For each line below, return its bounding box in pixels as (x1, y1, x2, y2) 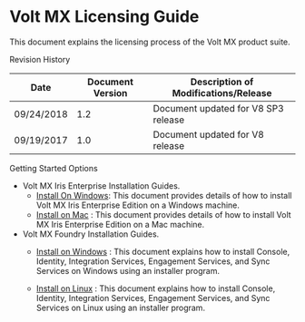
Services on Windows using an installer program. (35, 265, 221, 276)
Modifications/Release (172, 86, 272, 99)
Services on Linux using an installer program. (35, 302, 206, 313)
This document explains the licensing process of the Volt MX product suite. (9, 36, 290, 47)
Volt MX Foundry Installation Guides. (22, 229, 160, 239)
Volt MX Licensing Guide (9, 6, 200, 27)
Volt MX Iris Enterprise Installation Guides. (22, 180, 181, 191)
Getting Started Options (9, 162, 98, 173)
